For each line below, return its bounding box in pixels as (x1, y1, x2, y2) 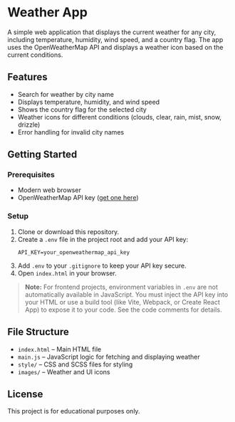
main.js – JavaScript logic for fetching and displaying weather (17, 352, 201, 361)
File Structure (7, 326, 69, 338)
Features (7, 71, 48, 83)
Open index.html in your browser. (17, 268, 117, 278)
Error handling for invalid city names (17, 127, 125, 136)
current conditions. (7, 51, 63, 59)
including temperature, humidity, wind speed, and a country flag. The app (7, 35, 224, 43)
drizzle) (17, 120, 41, 129)
